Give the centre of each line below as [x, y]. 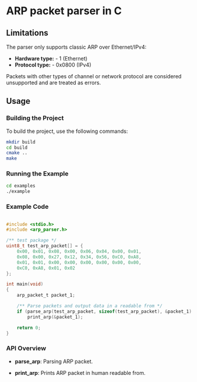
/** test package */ [32, 241]
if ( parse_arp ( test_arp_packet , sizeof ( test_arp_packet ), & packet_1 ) [104, 311]
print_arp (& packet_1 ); [55, 317]
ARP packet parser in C [64, 11]
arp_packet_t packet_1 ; [46, 295]
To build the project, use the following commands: [67, 131]
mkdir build [21, 142]
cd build [17, 147]
